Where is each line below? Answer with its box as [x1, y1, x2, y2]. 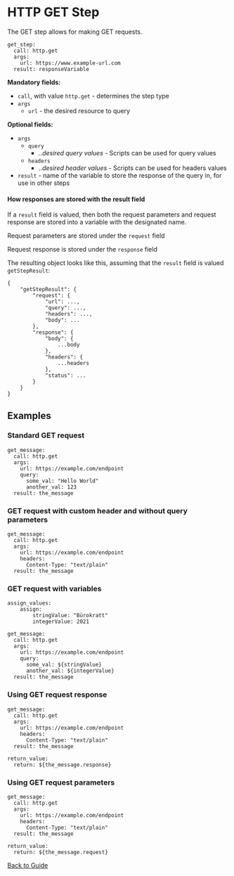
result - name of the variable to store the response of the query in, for [17, 171, 222, 179]
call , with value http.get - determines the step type [17, 91, 170, 100]
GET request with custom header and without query [7, 505, 188, 515]
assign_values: [7, 600, 52, 607]
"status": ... [44, 372, 86, 380]
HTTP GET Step [7, 4, 100, 20]
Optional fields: [7, 120, 54, 129]
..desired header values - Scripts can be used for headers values [38, 163, 227, 172]
